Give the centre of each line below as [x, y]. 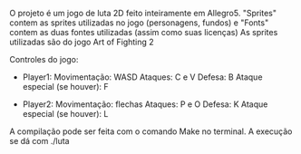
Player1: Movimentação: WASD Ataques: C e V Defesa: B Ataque [142, 77]
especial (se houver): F [65, 87]
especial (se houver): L [65, 114]
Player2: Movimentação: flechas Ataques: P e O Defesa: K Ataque [145, 104]
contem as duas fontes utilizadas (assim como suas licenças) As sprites [144, 32]
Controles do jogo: [44, 59]
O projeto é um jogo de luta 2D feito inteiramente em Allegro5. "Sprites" [143, 13]
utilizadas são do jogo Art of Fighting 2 [82, 42]
